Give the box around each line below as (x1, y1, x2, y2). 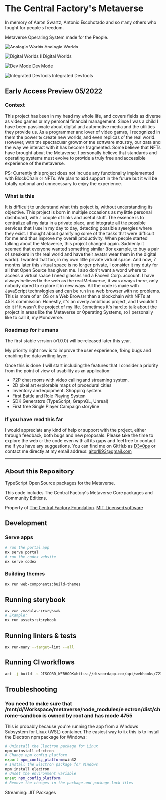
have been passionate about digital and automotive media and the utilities (5, 123, 155, 129)
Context (5, 102, 25, 109)
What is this (5, 192, 35, 199)
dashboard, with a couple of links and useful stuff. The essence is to (5, 214, 144, 220)
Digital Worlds (43, 53, 72, 59)
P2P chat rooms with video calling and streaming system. (12, 377, 129, 383)
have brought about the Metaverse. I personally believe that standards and (5, 149, 157, 156)
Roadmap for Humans (5, 327, 59, 333)
